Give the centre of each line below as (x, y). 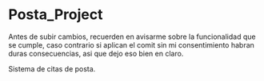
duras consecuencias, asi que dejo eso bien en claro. (96, 53)
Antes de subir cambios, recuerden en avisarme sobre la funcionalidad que (132, 37)
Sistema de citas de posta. (52, 68)
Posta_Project (56, 15)
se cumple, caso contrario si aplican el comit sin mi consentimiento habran (131, 44)
